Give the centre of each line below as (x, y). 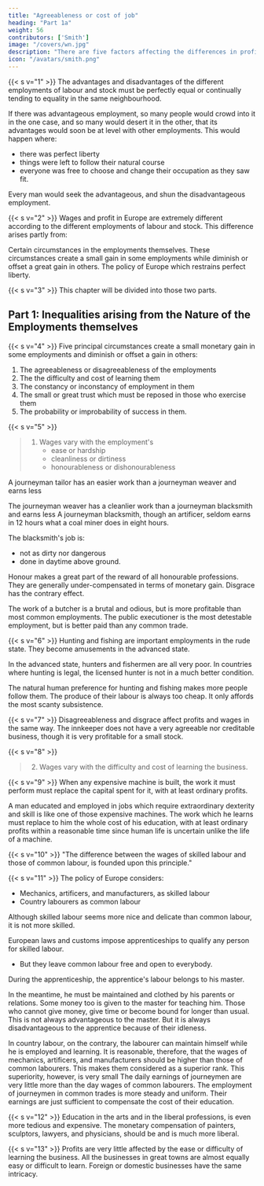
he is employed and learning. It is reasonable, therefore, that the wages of (128, 1052)
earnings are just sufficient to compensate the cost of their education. (121, 1101)
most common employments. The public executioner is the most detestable (130, 617)
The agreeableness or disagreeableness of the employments (118, 370)
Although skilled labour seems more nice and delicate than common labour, (130, 916)
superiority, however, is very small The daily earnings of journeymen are (125, 1076)
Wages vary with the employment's (96, 442)
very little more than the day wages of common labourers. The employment (130, 1085)
